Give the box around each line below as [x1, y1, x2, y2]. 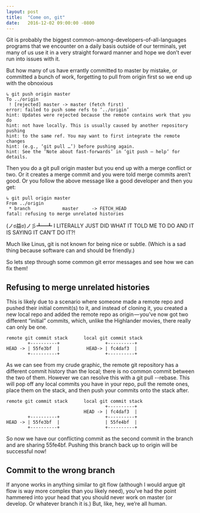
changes [6, 138, 26, 144]
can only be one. [6, 324, 48, 331]
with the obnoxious [6, 80, 54, 87]
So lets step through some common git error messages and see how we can [6, 259, 194, 266]
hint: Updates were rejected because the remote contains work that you [6, 112, 191, 119]
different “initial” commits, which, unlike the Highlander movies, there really [6, 317, 191, 324]
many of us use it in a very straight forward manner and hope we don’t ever [6, 49, 192, 56]
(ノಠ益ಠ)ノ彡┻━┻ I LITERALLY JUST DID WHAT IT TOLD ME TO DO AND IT [6, 222, 195, 229]
